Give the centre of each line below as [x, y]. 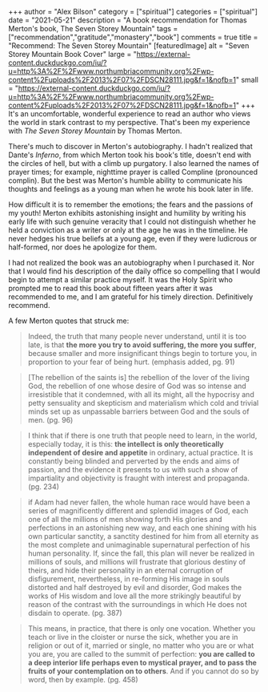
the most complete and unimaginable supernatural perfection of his [139, 545]
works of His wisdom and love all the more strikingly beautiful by [134, 596]
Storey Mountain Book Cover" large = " [73, 54]
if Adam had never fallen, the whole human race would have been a [139, 502]
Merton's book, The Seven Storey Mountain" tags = [93, 28]
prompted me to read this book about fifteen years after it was [111, 288]
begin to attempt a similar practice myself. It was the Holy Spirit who [121, 279]
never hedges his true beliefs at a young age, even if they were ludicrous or [133, 239]
